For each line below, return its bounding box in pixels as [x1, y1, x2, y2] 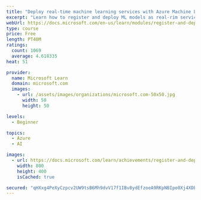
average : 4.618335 [11, 53, 58, 59]
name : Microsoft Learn [11, 75, 68, 81]
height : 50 [22, 103, 50, 109]
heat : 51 [6, 59, 28, 64]
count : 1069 [11, 48, 42, 54]
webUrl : [6, 20, 26, 26]
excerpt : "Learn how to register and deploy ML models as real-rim [6, 14, 178, 20]
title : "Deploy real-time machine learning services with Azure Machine [6, 8, 191, 15]
